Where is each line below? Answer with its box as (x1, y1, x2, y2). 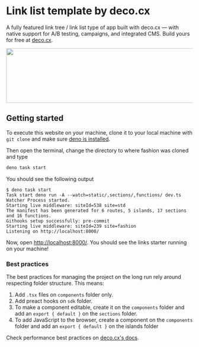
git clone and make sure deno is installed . (6, 135, 111, 142)
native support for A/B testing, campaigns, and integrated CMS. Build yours (6, 30, 190, 37)
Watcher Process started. (6, 197, 70, 203)
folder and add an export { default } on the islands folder (14, 322, 159, 330)
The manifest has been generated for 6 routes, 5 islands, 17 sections (6, 208, 187, 214)
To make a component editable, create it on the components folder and (14, 304, 185, 311)
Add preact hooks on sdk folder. (14, 297, 93, 304)
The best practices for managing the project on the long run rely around (6, 273, 182, 280)
